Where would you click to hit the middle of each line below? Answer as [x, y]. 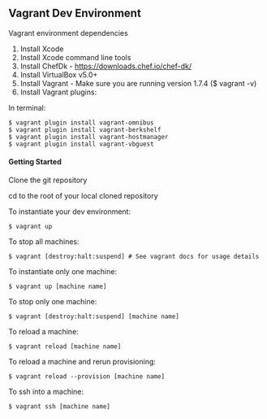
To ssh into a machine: [46, 392]
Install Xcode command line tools [75, 57]
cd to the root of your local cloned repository [83, 196]
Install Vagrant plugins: [58, 92]
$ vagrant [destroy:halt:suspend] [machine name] [94, 316]
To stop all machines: [44, 242]
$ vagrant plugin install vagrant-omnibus [81, 122]
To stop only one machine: [53, 302]
